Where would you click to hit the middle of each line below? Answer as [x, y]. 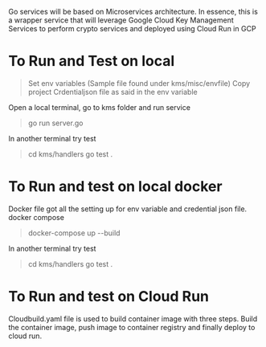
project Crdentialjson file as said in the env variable [113, 92]
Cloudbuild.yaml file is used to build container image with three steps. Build [133, 318]
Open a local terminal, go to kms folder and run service [100, 107]
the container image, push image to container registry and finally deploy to [132, 327]
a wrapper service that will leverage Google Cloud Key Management [121, 20]
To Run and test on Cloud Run [109, 297]
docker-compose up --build [74, 233]
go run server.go [55, 123]
